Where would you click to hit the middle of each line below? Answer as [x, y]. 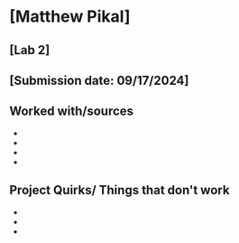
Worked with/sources [71, 112]
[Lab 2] [30, 50]
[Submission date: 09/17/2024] [99, 80]
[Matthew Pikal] [70, 17]
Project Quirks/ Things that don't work [119, 190]
